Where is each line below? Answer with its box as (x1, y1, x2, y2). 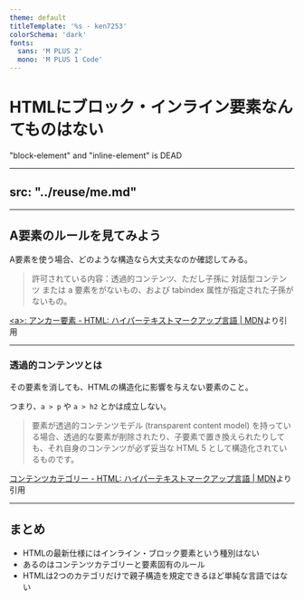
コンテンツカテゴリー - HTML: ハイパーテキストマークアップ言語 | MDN (9, 473, 277, 483)
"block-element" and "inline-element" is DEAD (9, 150, 183, 161)
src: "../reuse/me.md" (9, 184, 138, 200)
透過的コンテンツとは (9, 359, 102, 371)
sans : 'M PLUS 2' (17, 47, 83, 56)
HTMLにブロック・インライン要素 (9, 97, 261, 117)
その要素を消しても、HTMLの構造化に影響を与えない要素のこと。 (9, 381, 253, 392)
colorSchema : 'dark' (9, 30, 88, 39)
